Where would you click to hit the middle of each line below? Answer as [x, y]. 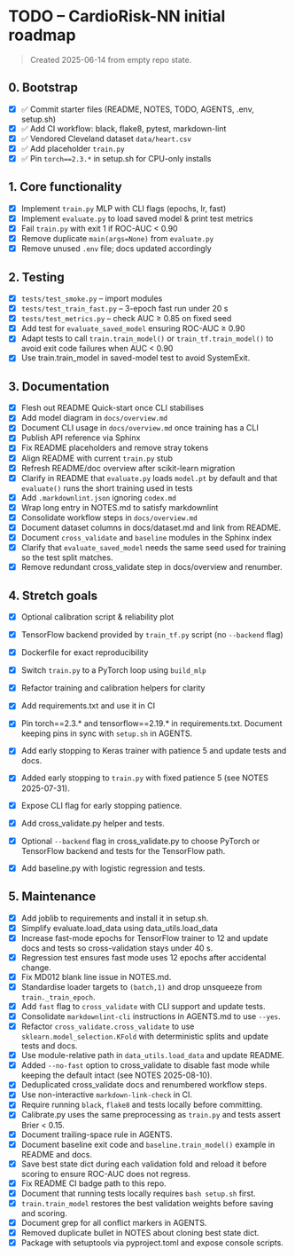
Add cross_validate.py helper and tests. [93, 823]
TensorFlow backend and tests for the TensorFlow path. [123, 850]
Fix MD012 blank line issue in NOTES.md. [96, 976]
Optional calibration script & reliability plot [97, 617]
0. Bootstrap [43, 87]
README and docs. [57, 1154]
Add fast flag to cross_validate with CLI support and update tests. [144, 1006]
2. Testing [36, 277]
